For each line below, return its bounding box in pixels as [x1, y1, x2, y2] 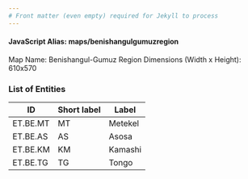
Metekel [108, 118, 140, 129]
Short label [57, 104, 101, 115]
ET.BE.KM [12, 144, 50, 156]
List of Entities [8, 83, 66, 94]
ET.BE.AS [12, 131, 48, 142]
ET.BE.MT [12, 118, 50, 129]
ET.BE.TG [12, 157, 48, 169]
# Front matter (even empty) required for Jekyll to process [8, 11, 219, 20]
